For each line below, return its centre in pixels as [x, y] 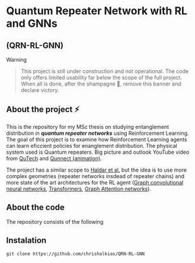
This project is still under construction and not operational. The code [105, 71]
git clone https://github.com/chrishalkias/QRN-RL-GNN [76, 254]
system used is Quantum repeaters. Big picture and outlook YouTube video [98, 152]
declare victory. [40, 90]
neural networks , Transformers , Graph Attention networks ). [79, 189]
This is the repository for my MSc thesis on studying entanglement [88, 126]
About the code [35, 207]
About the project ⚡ [43, 110]
